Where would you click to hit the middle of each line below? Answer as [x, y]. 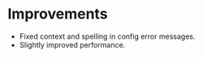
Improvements [58, 14]
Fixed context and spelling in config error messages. [107, 36]
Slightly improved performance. [72, 44]
